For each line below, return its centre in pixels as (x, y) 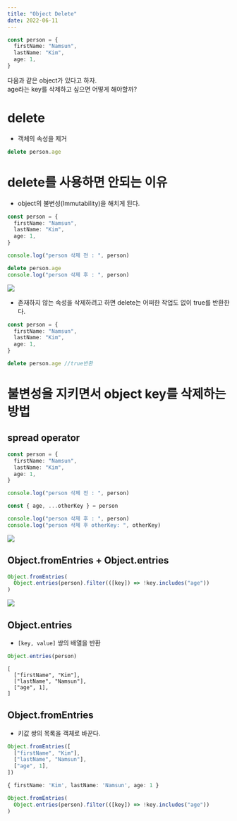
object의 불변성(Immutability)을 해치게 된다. (79, 203)
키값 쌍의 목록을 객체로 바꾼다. (59, 733)
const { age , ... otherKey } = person (63, 506)
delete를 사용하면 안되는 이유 (87, 182)
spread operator (44, 438)
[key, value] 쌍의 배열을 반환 (59, 643)
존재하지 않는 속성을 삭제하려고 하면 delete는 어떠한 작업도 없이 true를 (114, 302)
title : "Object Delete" (42, 14)
